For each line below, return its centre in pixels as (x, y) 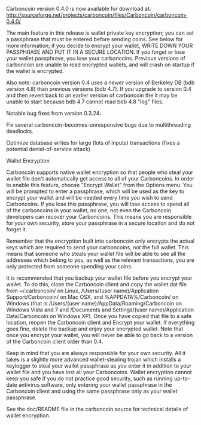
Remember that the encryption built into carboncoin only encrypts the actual (100, 241)
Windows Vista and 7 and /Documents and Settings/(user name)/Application (100, 310)
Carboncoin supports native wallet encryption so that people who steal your (100, 172)
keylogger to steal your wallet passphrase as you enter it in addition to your (99, 366)
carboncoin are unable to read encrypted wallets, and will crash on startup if (100, 65)
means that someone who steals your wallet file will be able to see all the (96, 254)
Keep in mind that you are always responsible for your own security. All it (96, 353)
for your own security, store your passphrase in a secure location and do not (100, 223)
